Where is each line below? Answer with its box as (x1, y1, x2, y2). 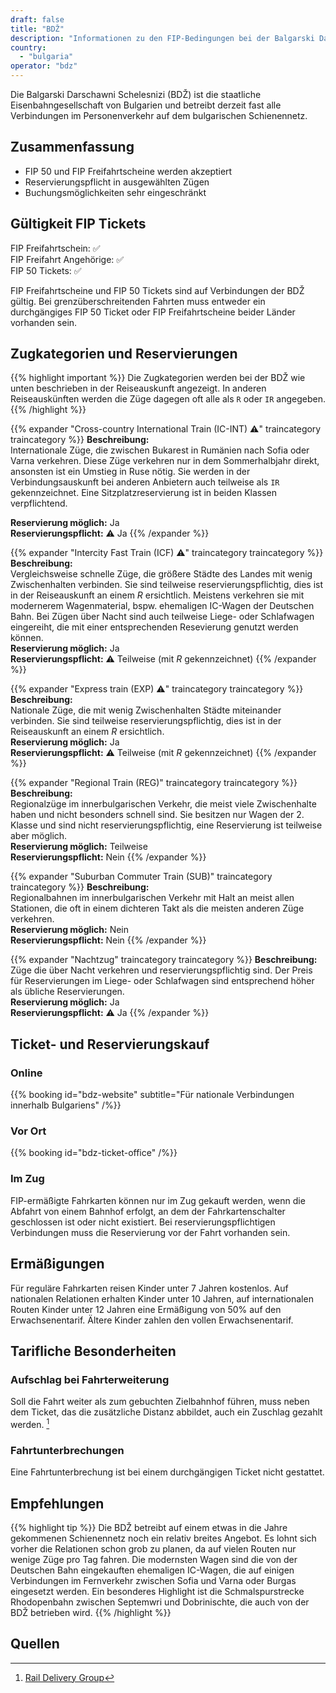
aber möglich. (10, 830, 68, 842)
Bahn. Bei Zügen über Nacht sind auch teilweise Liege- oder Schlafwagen (10, 611, 315, 623)
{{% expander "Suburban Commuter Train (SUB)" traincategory (10, 871, 273, 883)
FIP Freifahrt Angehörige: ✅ (10, 253, 125, 265)
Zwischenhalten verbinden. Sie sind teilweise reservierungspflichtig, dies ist (10, 579, 324, 591)
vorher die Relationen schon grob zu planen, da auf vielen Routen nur (10, 1542, 297, 1555)
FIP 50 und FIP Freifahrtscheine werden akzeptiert (24, 165, 233, 177)
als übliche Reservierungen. (10, 986, 125, 998)
